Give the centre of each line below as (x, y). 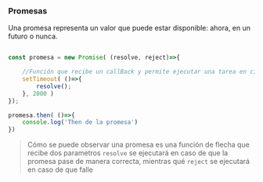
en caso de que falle (60, 169)
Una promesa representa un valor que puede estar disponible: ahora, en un (130, 28)
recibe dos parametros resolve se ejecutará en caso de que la (128, 153)
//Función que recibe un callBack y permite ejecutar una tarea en (134, 72)
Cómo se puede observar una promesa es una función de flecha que (139, 145)
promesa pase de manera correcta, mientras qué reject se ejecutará (139, 162)
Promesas (28, 11)
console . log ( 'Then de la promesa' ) (80, 122)
